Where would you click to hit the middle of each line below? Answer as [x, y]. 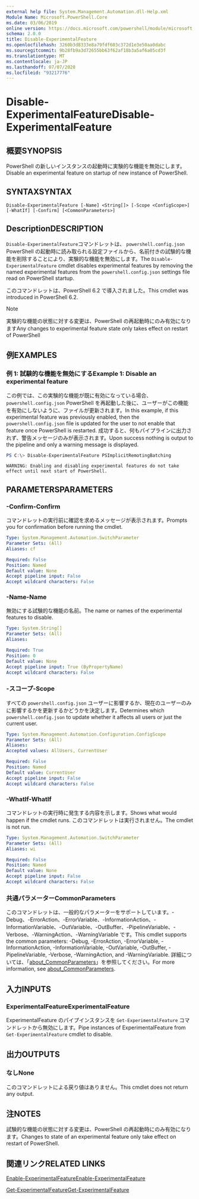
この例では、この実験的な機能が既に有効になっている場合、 [79, 395]
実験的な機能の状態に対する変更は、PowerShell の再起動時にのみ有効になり [99, 321]
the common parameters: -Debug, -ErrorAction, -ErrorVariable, [83, 941]
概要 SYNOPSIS [34, 150]
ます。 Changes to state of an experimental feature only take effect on [91, 1137]
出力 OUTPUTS [33, 1055]
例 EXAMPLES [32, 355]
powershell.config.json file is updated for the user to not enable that [91, 423]
